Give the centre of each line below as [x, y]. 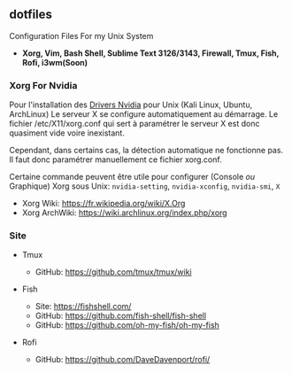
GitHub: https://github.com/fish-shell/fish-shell [120, 316]
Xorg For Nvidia [43, 85]
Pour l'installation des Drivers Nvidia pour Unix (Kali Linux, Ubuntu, [131, 105]
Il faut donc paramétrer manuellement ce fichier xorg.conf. [116, 159]
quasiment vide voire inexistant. [67, 133]
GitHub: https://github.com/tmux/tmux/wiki [113, 272]
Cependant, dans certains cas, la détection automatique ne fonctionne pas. [146, 151]
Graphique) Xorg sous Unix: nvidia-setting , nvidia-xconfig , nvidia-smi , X [145, 186]
